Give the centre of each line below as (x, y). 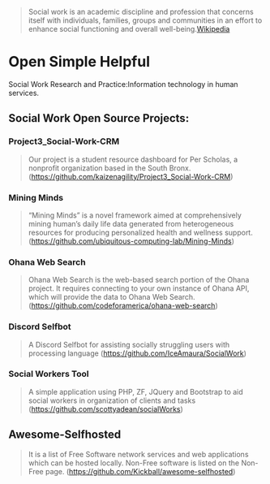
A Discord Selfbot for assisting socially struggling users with (129, 344)
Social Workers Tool (49, 374)
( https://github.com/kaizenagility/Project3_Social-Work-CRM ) (131, 176)
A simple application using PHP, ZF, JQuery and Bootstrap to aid (135, 391)
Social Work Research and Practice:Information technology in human (123, 84)
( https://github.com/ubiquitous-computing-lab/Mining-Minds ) (131, 241)
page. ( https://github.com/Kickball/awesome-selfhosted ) (140, 471)
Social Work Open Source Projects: (99, 118)
